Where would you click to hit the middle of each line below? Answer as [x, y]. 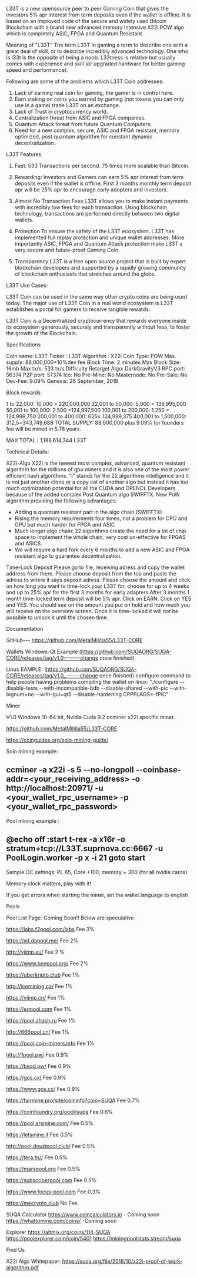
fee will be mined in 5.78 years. [44, 429]
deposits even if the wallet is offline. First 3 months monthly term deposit [103, 183]
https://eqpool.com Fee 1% [39, 1009]
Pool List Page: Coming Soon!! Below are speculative [70, 918]
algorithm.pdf [23, 1267]
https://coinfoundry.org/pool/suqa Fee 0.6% [60, 1111]
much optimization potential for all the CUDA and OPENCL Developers [91, 488]
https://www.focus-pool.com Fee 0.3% [54, 1192]
